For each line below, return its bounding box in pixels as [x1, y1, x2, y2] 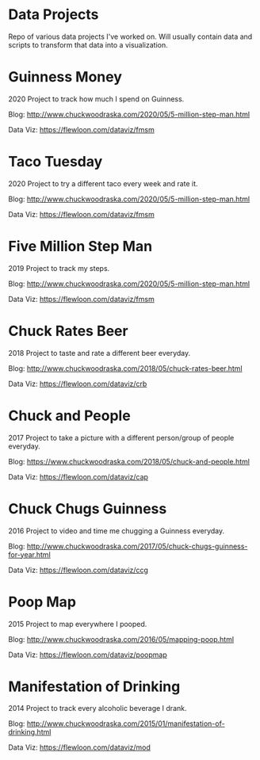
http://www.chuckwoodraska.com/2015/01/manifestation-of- [26, 719, 225, 728]
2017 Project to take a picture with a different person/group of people [8, 433, 235, 442]
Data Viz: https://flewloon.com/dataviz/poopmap [8, 650, 168, 659]
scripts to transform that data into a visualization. [8, 40, 168, 49]
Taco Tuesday [8, 153, 103, 171]
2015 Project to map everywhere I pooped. [8, 619, 147, 628]
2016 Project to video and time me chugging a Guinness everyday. [8, 525, 225, 536]
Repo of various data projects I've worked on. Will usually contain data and [8, 32, 253, 41]
